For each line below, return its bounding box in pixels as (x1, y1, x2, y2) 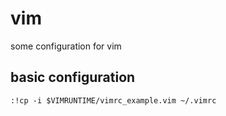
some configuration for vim (10, 40, 122, 52)
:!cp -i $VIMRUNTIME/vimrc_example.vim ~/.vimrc (10, 95, 217, 106)
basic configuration (10, 69, 136, 86)
